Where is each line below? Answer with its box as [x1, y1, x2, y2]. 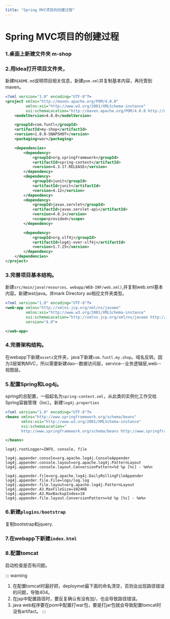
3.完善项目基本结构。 [5, 271, 57, 278]
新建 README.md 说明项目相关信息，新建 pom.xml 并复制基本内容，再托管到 [5, 78, 153, 84]
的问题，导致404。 [12, 589, 53, 595]
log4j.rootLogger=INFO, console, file [5, 447, 87, 452]
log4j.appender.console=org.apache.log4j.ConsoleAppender [5, 455, 130, 461]
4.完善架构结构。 [5, 341, 47, 348]
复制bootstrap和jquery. [5, 521, 53, 527]
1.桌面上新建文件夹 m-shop [5, 50, 72, 57]
